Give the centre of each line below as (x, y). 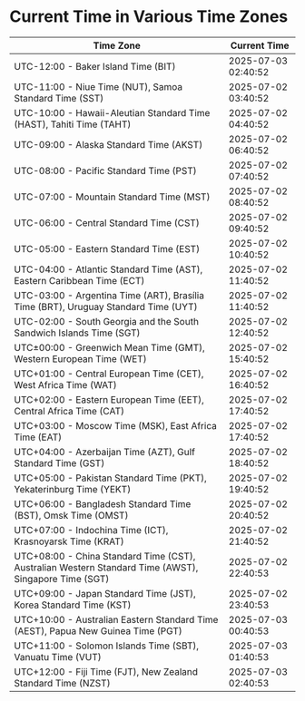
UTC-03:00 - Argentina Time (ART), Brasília (109, 295)
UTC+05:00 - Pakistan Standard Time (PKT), (110, 478)
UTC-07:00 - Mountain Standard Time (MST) (112, 197)
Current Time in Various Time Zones (149, 17)
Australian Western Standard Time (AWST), (106, 567)
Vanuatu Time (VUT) (58, 657)
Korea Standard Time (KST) (73, 605)
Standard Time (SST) (59, 98)
